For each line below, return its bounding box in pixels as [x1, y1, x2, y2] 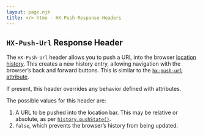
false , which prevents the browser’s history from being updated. [15, 122, 179, 129]
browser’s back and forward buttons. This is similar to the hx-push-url [6, 67, 183, 74]
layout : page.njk [6, 9, 51, 15]
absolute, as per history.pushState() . [15, 115, 111, 123]
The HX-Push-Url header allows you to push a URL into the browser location [6, 53, 197, 61]
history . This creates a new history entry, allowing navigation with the [6, 60, 181, 67]
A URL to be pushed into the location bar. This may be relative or [15, 109, 179, 117]
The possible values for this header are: [6, 97, 106, 104]
